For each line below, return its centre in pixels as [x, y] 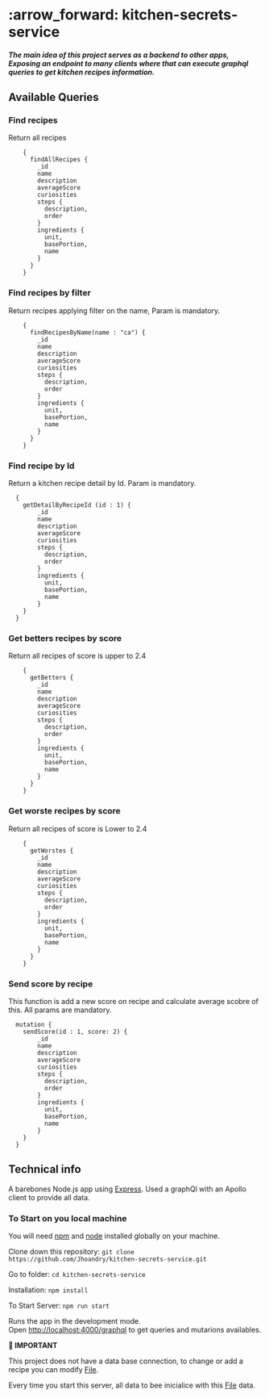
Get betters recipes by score [65, 638]
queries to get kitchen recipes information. [82, 72]
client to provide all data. [49, 1197]
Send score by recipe [51, 984]
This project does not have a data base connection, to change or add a [126, 1361]
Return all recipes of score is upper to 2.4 [77, 656]
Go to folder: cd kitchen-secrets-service [77, 1275]
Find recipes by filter [50, 293]
